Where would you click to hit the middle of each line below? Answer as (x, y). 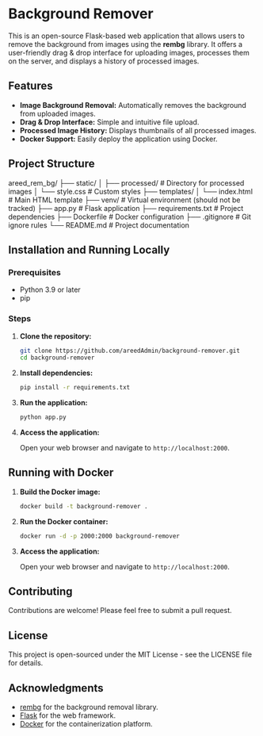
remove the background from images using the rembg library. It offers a (126, 44)
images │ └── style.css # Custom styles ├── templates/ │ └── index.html (131, 191)
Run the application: (54, 403)
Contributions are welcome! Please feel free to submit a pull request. (120, 611)
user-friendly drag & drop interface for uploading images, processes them (129, 52)
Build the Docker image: (60, 492)
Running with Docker (61, 473)
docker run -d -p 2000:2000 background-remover (99, 536)
